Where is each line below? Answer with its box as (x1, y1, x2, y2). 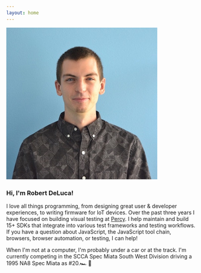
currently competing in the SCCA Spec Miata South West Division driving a (6, 252, 192, 260)
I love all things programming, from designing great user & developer (6, 202, 177, 209)
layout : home (6, 10, 39, 16)
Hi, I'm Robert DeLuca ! (6, 188, 74, 197)
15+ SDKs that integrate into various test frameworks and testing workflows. (6, 222, 196, 229)
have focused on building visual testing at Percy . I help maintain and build (6, 215, 189, 222)
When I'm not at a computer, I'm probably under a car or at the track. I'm (6, 246, 187, 254)
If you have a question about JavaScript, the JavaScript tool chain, (6, 228, 171, 235)
